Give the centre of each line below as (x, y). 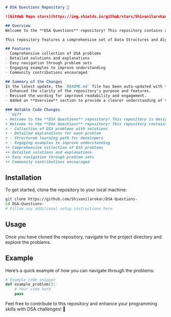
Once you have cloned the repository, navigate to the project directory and (83, 237)
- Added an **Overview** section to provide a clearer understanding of (84, 101)
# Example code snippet (31, 280)
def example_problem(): (31, 284)
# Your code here (33, 289)
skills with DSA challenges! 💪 (36, 309)
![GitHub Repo (20, 16)
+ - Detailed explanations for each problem (53, 133)
